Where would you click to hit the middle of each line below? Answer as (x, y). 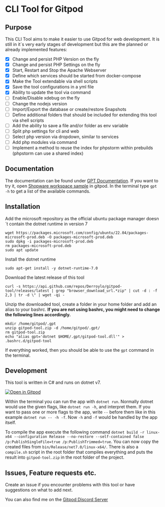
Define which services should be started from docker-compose (77, 76)
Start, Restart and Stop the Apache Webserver (59, 70)
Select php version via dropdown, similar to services (66, 136)
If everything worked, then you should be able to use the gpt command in (80, 350)
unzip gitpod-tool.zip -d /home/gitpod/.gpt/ (52, 328)
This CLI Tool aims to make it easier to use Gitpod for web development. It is (82, 39)
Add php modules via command (45, 142)
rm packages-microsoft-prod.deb (38, 246)
